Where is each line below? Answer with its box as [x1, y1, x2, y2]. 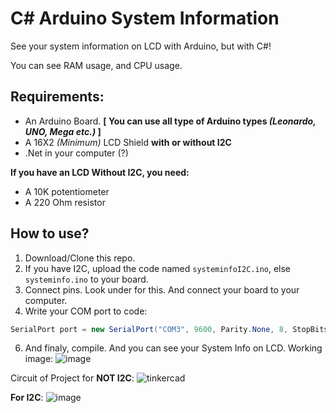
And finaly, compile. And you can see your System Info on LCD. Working [24, 342, 323, 354]
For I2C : [10, 392, 44, 404]
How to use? [10, 225, 90, 242]
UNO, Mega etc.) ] [24, 125, 102, 137]
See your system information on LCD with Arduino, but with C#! [10, 40, 272, 52]
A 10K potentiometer [24, 185, 110, 197]
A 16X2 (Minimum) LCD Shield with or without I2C [24, 136, 232, 148]
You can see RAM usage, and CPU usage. [10, 59, 183, 71]
